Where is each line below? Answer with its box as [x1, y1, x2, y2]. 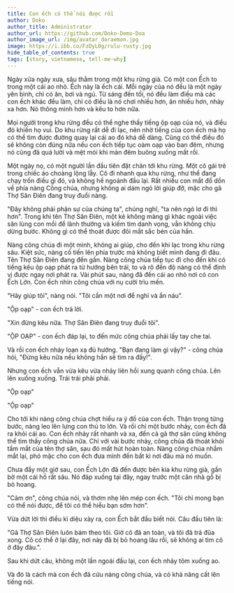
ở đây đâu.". [7, 543, 42, 551]
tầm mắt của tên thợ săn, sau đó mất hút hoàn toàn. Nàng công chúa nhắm [7, 444, 223, 452]
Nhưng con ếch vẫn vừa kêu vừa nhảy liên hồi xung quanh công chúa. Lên [7, 366, 221, 375]
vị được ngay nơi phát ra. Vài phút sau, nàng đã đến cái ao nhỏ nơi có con [7, 270, 219, 278]
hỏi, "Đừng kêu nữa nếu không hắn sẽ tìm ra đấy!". [7, 352, 152, 361]
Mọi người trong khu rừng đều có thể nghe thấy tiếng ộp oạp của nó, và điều [7, 118, 227, 127]
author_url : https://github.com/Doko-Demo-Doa [7, 29, 145, 37]
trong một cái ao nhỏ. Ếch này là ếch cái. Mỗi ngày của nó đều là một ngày [7, 82, 222, 91]
